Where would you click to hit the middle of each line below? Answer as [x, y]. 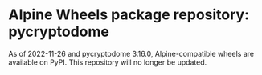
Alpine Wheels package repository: [129, 15]
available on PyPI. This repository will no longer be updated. [108, 62]
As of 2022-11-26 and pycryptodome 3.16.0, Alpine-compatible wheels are [131, 53]
